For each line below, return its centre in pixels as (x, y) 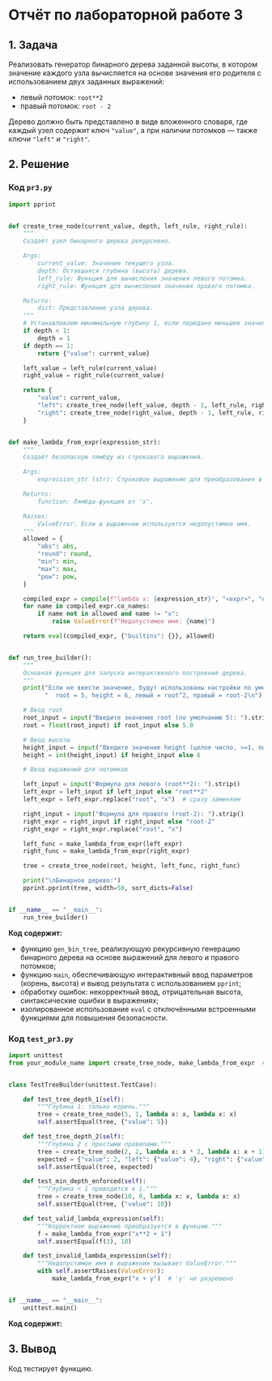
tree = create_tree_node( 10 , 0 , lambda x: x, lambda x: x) (139, 1197)
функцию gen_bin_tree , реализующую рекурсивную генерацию (130, 949)
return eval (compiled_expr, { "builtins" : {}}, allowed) (119, 636)
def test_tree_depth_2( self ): (74, 1137)
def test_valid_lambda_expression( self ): (93, 1219)
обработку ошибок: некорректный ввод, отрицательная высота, (132, 992)
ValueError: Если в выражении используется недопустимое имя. (144, 524)
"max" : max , (58, 569)
